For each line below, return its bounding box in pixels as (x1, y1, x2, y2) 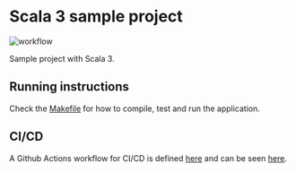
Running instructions (9, 79, 130, 95)
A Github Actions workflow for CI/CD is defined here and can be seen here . (9, 152, 287, 163)
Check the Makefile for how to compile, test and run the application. (9, 103, 260, 114)
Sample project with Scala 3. (9, 53, 115, 64)
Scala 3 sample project (9, 6, 184, 27)
